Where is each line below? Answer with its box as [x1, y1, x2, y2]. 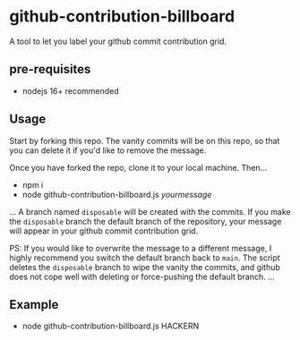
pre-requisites [9, 62, 91, 77]
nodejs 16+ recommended [21, 85, 119, 96]
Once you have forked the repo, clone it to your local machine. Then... [9, 162, 268, 173]
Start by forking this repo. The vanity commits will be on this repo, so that [9, 135, 280, 146]
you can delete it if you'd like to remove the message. [9, 145, 207, 156]
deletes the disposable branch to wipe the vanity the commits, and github [9, 261, 280, 272]
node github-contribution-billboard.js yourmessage [21, 189, 212, 200]
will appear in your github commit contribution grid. [9, 225, 199, 236]
